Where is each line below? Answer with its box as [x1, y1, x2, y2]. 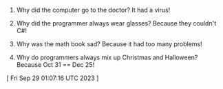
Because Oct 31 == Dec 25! [16, 61, 94, 68]
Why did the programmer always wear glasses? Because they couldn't [16, 19, 217, 27]
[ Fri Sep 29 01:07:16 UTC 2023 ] [6, 74, 99, 82]
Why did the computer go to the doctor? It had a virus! [16, 6, 171, 14]
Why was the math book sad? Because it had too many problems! [16, 40, 202, 48]
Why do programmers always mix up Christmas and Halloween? [16, 53, 198, 61]
